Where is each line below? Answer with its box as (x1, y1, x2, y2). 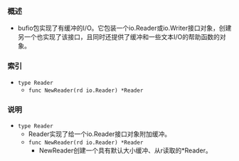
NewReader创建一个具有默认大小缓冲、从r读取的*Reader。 (38, 146, 212, 155)
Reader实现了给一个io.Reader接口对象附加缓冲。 (28, 130, 171, 138)
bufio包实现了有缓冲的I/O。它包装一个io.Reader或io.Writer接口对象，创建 (17, 24, 232, 33)
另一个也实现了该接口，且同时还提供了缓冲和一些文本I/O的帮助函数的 (17, 33, 221, 41)
